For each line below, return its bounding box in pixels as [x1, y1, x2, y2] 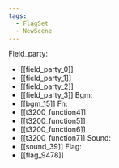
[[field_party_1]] [19, 73, 72, 83]
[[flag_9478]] [19, 150, 65, 160]
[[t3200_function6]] [19, 124, 87, 134]
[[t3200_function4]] [19, 107, 87, 117]
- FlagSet [15, 19, 49, 27]
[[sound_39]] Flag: [19, 142, 83, 152]
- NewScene [15, 27, 53, 35]
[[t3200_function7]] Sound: [19, 133, 112, 143]
